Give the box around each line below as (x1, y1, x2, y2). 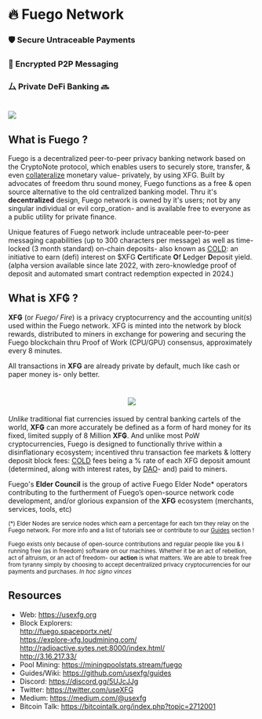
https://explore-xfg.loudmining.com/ (19, 634, 137, 644)
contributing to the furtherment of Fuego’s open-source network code (8, 487, 235, 497)
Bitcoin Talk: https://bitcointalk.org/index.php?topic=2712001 (19, 701, 216, 711)
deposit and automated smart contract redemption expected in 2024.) (8, 268, 234, 278)
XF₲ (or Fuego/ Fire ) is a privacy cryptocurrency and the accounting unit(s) (8, 312, 253, 322)
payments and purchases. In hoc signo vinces (8, 568, 132, 575)
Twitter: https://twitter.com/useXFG (19, 684, 134, 694)
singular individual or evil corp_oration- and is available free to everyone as (8, 203, 251, 213)
